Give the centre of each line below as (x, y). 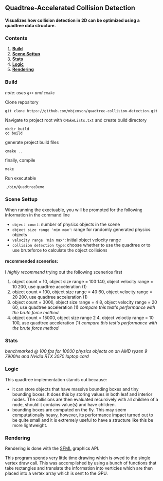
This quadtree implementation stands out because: (56, 379)
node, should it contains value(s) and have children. (64, 404)
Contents (16, 38)
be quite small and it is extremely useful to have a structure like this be (82, 420)
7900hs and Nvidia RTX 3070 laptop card (47, 356)
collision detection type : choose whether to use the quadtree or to (81, 245)
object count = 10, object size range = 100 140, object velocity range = (82, 282)
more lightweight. (30, 425)
